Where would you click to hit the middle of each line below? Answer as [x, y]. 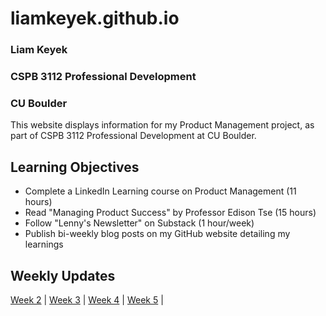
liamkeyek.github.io [95, 18]
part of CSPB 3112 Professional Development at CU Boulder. [133, 136]
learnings [44, 244]
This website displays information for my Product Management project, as [162, 125]
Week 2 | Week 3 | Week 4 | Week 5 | [87, 299]
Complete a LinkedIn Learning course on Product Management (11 [160, 191]
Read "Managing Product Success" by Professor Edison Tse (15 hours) [170, 213]
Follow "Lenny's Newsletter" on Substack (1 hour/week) [139, 223]
